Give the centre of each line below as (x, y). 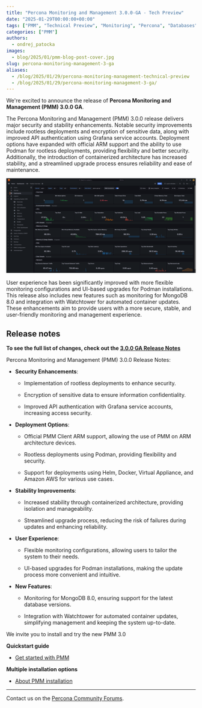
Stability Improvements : (46, 491)
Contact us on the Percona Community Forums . (65, 698)
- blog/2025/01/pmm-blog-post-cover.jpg (63, 57)
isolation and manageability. (59, 509)
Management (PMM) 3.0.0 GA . (45, 107)
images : (16, 51)
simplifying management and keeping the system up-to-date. (100, 623)
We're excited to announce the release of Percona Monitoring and (89, 101)
